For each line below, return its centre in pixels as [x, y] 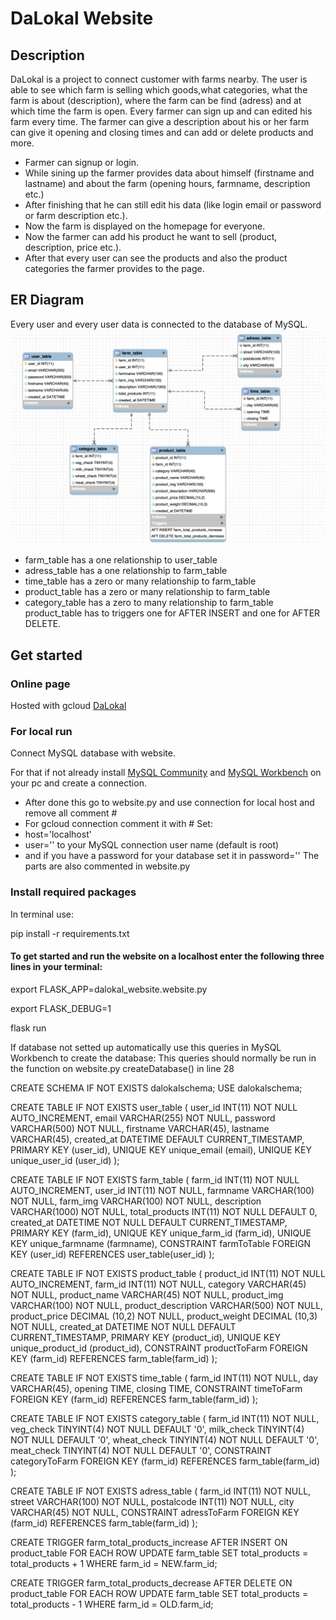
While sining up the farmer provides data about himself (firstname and [169, 173]
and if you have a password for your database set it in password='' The [172, 856]
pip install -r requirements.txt [70, 933]
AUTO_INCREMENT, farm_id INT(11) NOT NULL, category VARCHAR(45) [158, 1284]
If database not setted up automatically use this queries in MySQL [146, 1047]
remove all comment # [71, 813]
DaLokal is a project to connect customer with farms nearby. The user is [159, 79]
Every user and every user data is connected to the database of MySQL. [159, 324]
